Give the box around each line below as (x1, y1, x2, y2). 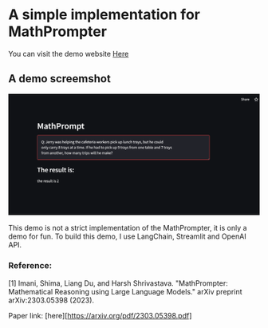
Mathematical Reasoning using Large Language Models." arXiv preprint (8, 287, 242, 296)
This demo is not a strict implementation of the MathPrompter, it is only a (8, 223, 247, 233)
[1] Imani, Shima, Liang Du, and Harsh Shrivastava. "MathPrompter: (8, 278, 229, 288)
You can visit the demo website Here (8, 49, 129, 58)
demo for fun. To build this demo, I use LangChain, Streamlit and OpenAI (8, 231, 246, 241)
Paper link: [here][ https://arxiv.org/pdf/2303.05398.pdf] (8, 310, 192, 320)
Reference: (8, 260, 53, 271)
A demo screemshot (8, 72, 112, 85)
